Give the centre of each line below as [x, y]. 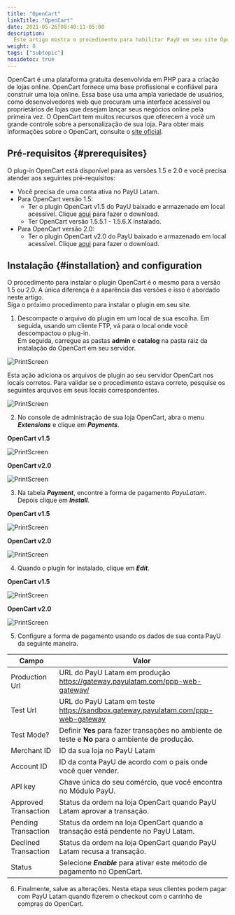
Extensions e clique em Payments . [69, 425]
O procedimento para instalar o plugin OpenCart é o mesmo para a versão [114, 283]
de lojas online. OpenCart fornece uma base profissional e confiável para [113, 87]
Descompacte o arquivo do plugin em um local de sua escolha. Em [113, 318]
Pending [24, 822]
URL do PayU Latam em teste [107, 702]
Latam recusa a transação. [103, 851]
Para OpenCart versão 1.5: [55, 199]
